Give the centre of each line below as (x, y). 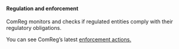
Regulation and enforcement (42, 8)
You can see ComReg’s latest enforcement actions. (69, 39)
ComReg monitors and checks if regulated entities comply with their (89, 22)
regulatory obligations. (34, 28)
